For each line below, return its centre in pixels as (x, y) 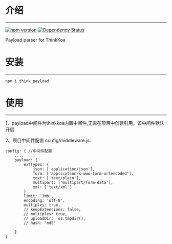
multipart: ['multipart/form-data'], (73, 182)
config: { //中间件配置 (29, 151)
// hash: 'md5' (40, 223)
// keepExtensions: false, (52, 209)
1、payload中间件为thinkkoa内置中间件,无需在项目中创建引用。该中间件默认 (85, 123)
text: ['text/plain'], (57, 178)
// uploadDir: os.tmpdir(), (55, 218)
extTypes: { (37, 164)
